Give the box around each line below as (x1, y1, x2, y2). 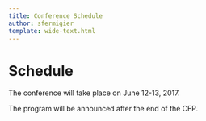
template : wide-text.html (8, 27, 95, 35)
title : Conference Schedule (8, 11, 103, 20)
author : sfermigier (8, 19, 74, 27)
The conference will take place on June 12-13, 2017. (8, 88, 180, 98)
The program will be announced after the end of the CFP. (8, 104, 199, 114)
